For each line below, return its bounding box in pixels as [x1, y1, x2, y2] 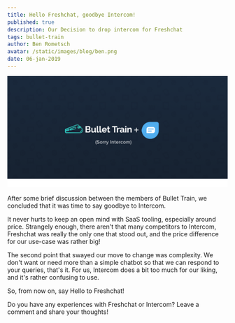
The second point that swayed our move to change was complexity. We [7, 250, 213, 259]
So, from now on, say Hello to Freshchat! [7, 287, 124, 295]
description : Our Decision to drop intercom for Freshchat [7, 26, 183, 33]
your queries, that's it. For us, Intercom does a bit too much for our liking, [7, 266, 218, 274]
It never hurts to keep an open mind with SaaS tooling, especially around [7, 215, 216, 223]
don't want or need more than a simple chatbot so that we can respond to [7, 258, 220, 266]
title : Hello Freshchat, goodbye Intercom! [7, 11, 136, 18]
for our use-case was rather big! [7, 237, 101, 245]
